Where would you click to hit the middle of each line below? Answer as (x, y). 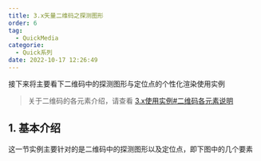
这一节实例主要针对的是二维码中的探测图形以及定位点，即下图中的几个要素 (130, 149)
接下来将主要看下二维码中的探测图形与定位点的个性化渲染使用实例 (117, 84)
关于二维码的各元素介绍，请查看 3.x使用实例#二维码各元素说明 (130, 100)
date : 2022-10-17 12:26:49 (53, 61)
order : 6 (23, 23)
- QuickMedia (37, 38)
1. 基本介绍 (35, 128)
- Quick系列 (34, 53)
